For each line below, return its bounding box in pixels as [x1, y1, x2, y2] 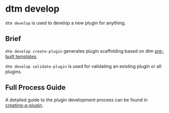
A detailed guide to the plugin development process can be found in [5, 97, 148, 103]
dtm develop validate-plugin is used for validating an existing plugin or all [5, 63, 162, 69]
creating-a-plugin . [5, 102, 44, 108]
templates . [15, 53, 38, 59]
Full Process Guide [5, 83, 66, 92]
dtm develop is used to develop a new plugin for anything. [5, 20, 126, 26]
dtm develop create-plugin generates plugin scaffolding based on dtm [5, 48, 154, 54]
